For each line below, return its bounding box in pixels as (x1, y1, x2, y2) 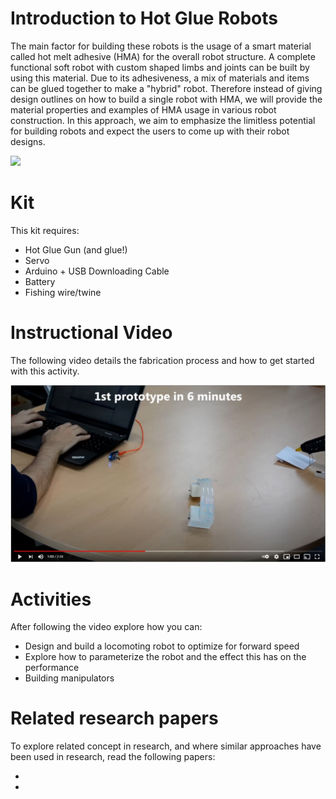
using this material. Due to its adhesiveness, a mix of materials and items (10, 72, 310, 84)
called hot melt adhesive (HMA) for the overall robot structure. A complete (10, 50, 316, 62)
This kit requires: (10, 224, 80, 236)
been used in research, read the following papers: (10, 751, 216, 763)
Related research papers (10, 707, 219, 730)
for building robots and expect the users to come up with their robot (10, 125, 290, 137)
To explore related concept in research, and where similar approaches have (10, 740, 322, 752)
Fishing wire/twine (24, 286, 102, 298)
